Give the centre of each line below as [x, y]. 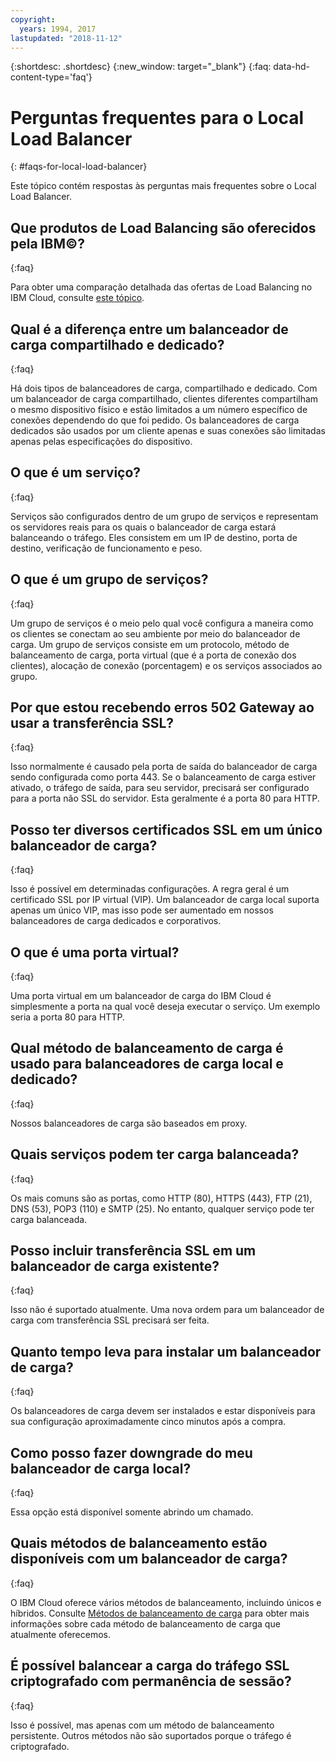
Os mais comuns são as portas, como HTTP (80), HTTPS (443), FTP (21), [161, 1198]
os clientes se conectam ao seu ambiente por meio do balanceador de [155, 633]
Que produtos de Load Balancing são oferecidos [163, 227]
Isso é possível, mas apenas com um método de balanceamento [142, 1725]
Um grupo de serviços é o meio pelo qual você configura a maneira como [162, 623]
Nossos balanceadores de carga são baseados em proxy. [129, 1123]
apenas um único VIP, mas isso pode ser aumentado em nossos [142, 910]
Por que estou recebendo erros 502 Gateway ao [162, 707]
